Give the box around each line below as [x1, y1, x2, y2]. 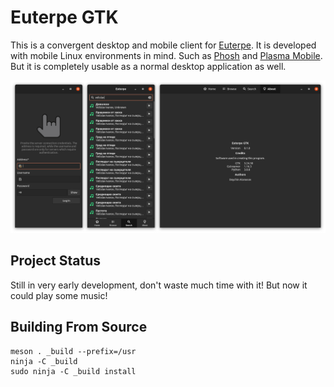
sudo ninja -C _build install [10, 366, 137, 376]
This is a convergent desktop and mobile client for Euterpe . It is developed [10, 39, 317, 51]
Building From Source [10, 319, 148, 336]
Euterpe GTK [10, 6, 119, 29]
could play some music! [10, 289, 108, 301]
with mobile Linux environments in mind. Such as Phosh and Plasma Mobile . [10, 49, 323, 61]
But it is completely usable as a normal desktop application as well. [10, 60, 287, 72]
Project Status [10, 252, 102, 270]
